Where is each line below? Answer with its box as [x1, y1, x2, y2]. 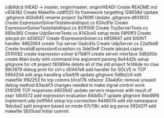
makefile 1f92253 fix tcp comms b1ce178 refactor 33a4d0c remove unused [5, 77, 156, 83]
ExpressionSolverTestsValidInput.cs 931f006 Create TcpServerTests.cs [5, 25, 148, 31]
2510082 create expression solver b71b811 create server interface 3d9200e [5, 51, 158, 57]
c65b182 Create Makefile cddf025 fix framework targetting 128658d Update [5, 9, 158, 15]
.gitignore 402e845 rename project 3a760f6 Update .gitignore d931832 [5, 15, 149, 20]
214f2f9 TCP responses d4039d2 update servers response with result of [5, 88, 152, 93]
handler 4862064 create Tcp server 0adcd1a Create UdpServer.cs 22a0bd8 [5, 41, 158, 46]
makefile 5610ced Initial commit [5, 108, 69, 114]
